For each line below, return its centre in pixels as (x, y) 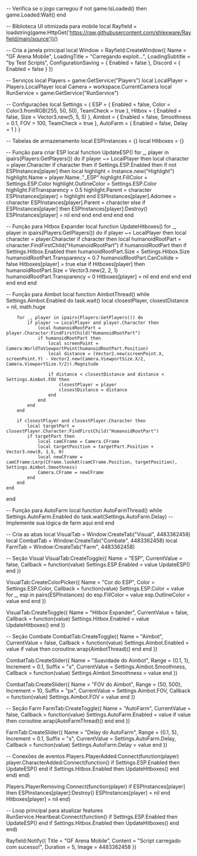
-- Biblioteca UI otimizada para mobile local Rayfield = (71, 26)
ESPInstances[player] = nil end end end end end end (70, 215)
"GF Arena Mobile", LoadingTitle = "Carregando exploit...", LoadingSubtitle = (98, 56)
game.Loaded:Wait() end (36, 15)
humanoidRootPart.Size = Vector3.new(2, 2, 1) (62, 270)
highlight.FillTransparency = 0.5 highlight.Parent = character (79, 190)
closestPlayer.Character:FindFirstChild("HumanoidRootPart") (83, 431)
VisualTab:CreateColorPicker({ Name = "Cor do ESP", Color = (81, 582)
